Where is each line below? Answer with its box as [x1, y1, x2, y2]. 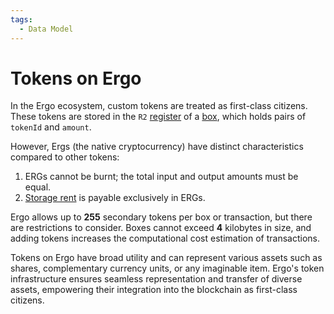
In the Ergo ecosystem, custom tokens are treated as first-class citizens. [10, 100, 308, 112]
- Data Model [19, 24, 74, 34]
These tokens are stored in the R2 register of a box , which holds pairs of [10, 111, 307, 123]
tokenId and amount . [10, 121, 92, 133]
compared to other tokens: [10, 151, 120, 163]
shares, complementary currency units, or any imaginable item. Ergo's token [10, 262, 325, 275]
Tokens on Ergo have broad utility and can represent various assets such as [10, 252, 323, 264]
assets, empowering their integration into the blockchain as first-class [10, 284, 298, 296]
